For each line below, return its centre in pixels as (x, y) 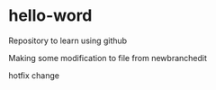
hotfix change (34, 75)
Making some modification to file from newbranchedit (108, 58)
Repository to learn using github (68, 40)
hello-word (50, 16)
